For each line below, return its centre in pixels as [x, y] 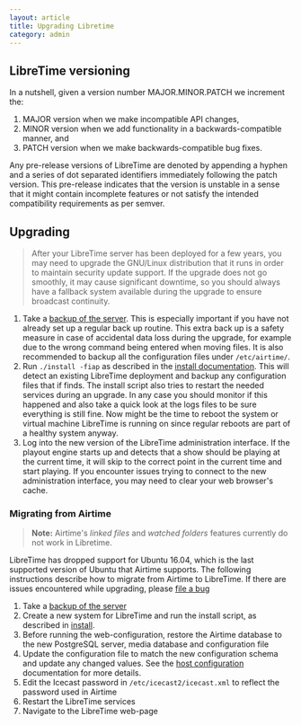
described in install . [58, 625]
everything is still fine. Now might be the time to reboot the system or [150, 414]
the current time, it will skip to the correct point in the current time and [152, 462]
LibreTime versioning [70, 71]
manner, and [45, 138]
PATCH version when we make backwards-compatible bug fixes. [142, 148]
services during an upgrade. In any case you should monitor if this [145, 395]
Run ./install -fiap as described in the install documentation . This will [155, 366]
